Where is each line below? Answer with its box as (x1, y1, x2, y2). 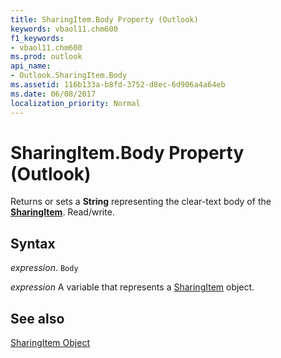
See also (10, 310, 65, 327)
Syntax (10, 235, 56, 252)
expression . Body (10, 262, 79, 274)
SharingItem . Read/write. (10, 206, 115, 218)
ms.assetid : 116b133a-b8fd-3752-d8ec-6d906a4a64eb (10, 80, 226, 90)
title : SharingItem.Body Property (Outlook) (10, 14, 199, 25)
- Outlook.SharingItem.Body (10, 71, 128, 81)
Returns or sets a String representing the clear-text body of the (10, 196, 272, 208)
